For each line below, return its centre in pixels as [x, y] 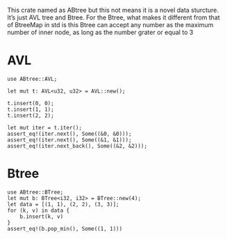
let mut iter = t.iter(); [44, 128]
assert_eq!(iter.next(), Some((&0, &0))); [69, 134]
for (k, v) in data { [39, 210]
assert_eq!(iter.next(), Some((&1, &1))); [69, 140]
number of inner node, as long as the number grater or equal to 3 [100, 32]
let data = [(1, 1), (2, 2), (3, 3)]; [63, 204]
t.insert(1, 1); [31, 109]
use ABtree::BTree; [35, 192]
